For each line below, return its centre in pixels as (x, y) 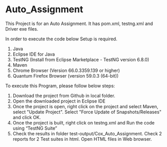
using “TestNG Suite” (35, 128)
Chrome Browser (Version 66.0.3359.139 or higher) (66, 70)
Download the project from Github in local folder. (64, 95)
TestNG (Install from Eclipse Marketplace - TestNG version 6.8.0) (81, 59)
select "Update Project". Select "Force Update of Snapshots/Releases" (87, 112)
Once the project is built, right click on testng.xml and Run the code (83, 122)
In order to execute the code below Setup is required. (61, 39)
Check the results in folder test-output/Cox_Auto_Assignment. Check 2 (87, 133)
